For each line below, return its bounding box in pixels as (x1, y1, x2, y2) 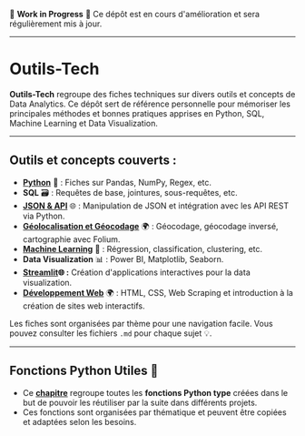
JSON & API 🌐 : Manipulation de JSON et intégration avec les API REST (22, 200, 289, 211)
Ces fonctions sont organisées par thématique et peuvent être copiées (22, 406, 288, 418)
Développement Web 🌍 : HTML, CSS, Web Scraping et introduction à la (22, 287, 293, 298)
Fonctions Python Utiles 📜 (9, 363, 159, 379)
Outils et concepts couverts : (9, 153, 177, 168)
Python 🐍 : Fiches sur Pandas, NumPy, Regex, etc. (22, 177, 212, 188)
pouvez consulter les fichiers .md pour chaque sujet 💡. (9, 328, 212, 339)
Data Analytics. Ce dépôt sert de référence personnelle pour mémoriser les (9, 98, 290, 109)
